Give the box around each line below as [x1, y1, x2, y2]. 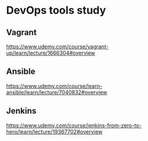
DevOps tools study [6, 4, 106, 17]
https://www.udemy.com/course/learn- [6, 82, 103, 89]
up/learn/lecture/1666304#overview [6, 49, 95, 57]
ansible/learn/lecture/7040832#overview [6, 89, 107, 96]
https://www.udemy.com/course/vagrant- [6, 43, 109, 50]
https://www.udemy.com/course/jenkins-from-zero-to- [6, 121, 142, 129]
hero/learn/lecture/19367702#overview [6, 128, 103, 135]
